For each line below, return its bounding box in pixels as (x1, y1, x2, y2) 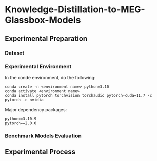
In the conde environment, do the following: (5, 74, 96, 80)
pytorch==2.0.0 (5, 120, 37, 126)
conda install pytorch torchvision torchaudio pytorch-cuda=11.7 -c (5, 93, 152, 98)
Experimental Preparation (5, 34, 87, 43)
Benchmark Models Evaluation (5, 132, 82, 139)
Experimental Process (5, 148, 76, 156)
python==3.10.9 (5, 116, 37, 121)
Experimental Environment (5, 63, 72, 70)
